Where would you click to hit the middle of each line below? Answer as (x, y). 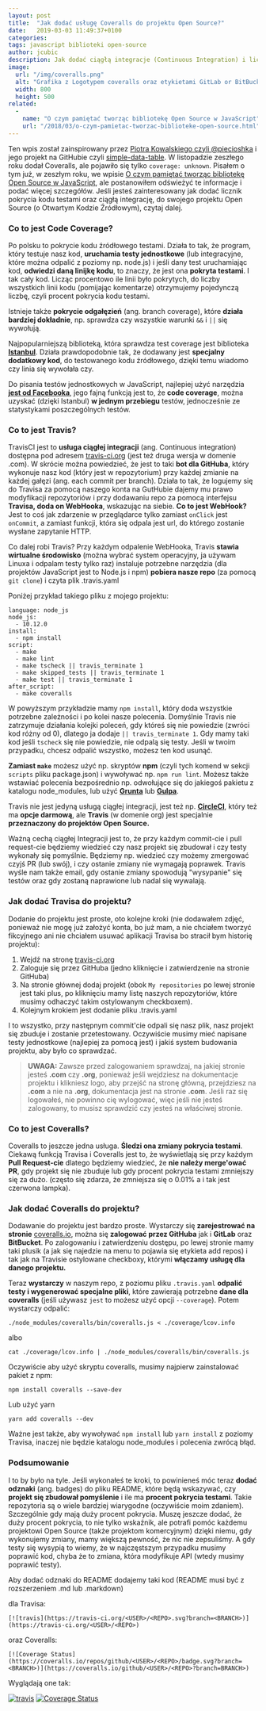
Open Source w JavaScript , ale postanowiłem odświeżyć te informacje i (125, 182)
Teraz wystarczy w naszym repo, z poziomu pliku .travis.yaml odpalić (125, 1283)
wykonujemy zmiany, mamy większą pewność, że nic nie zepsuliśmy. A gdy (132, 1539)
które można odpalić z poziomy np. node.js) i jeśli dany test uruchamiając (128, 262)
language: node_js (38, 611)
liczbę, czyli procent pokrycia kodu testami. (79, 296)
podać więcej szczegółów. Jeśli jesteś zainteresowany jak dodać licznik (125, 190)
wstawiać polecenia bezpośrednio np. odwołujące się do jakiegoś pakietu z (131, 783)
